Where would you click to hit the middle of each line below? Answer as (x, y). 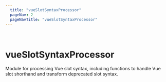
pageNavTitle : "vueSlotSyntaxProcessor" (54, 19)
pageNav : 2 (22, 15)
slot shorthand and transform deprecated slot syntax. (62, 74)
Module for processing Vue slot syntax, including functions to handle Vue (83, 69)
